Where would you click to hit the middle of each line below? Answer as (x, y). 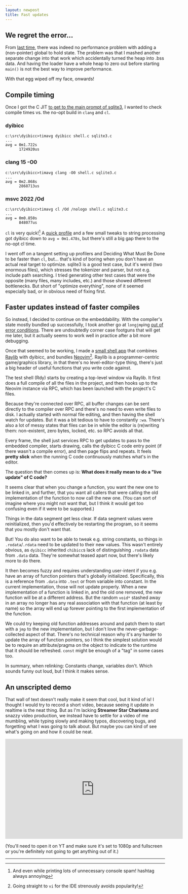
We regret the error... (39, 35)
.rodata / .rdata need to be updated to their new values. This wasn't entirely (84, 545)
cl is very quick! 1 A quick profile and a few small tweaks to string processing (85, 233)
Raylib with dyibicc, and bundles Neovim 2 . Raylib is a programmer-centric (82, 357)
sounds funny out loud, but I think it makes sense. (57, 671)
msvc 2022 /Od (25, 198)
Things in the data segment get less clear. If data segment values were (79, 519)
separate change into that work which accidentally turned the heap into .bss (85, 58)
